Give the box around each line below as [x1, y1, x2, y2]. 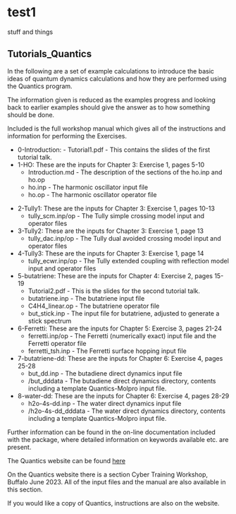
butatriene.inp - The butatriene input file [27, 294, 145, 302]
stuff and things [7, 28, 54, 36]
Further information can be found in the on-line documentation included [7, 428, 216, 436]
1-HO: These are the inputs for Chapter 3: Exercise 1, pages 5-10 [17, 160, 205, 169]
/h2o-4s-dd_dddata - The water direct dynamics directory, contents [27, 407, 226, 415]
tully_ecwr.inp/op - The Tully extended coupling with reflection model [27, 256, 229, 265]
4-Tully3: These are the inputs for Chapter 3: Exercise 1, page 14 [17, 249, 204, 258]
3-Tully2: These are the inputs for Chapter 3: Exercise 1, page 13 [17, 227, 204, 235]
